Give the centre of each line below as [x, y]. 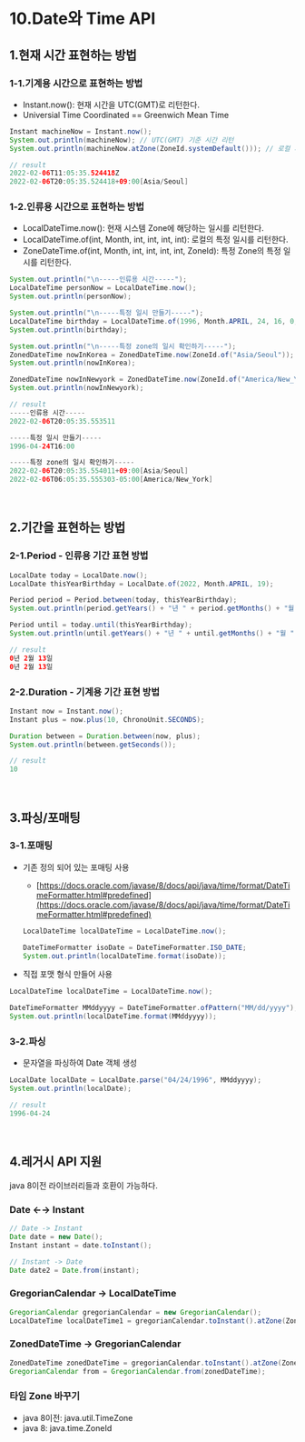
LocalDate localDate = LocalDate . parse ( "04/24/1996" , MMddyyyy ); [135, 1080]
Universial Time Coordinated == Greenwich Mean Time [126, 115]
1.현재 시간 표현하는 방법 [74, 55]
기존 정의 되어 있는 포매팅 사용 [76, 867]
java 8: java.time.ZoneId [67, 1427]
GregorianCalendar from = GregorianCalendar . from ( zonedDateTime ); [138, 1371]
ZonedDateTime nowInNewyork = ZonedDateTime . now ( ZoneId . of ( [126, 380]
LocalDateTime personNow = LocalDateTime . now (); [103, 288]
